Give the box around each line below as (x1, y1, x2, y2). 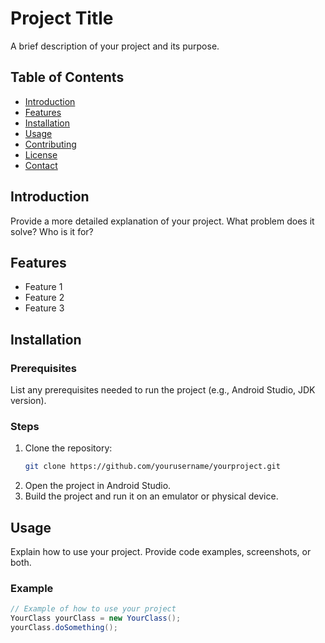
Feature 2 (24, 292, 65, 304)
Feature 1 (24, 281, 63, 293)
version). (10, 395, 47, 407)
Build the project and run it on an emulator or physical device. (24, 490, 279, 502)
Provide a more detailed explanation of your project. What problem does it (10, 215, 315, 227)
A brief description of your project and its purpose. (10, 40, 220, 52)
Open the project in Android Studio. (24, 480, 172, 492)
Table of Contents (10, 69, 125, 86)
